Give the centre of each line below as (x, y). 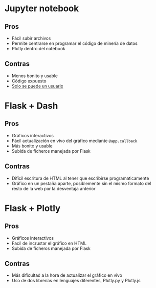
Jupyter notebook (42, 9)
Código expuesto (29, 81)
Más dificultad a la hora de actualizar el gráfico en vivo (67, 275)
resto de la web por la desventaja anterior (54, 188)
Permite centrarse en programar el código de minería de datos (75, 43)
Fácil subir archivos (31, 38)
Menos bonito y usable (35, 76)
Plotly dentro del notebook (38, 49)
